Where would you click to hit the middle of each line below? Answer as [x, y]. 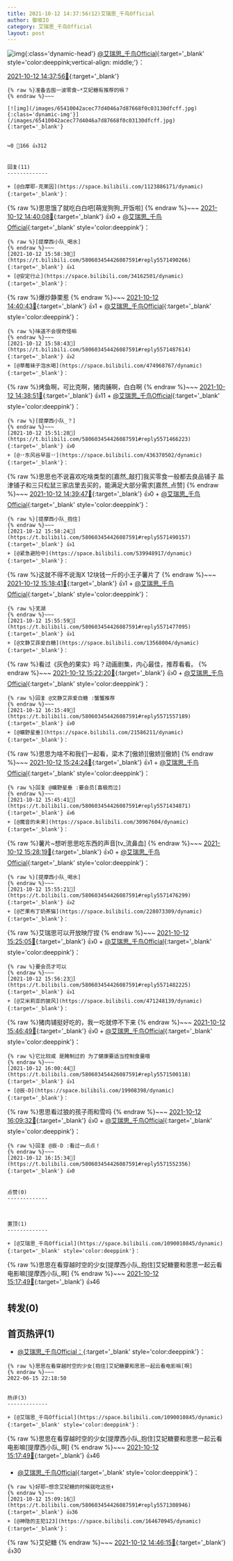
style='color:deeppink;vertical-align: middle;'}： [76, 63]
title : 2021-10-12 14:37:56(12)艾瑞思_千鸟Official [81, 14]
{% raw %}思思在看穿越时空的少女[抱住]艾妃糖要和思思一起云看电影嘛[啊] [100, 1366]
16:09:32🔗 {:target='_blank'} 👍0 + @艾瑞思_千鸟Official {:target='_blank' [110, 1121]
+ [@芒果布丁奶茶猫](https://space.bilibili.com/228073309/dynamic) [105, 912]
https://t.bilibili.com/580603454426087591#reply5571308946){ [99, 1505]
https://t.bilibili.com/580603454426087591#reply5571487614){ [99, 350]
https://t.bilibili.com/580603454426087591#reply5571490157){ [99, 537]
